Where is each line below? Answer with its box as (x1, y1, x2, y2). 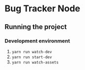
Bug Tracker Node (4, 3, 81, 14)
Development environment (4, 37, 70, 44)
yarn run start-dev (11, 55, 52, 60)
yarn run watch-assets (11, 60, 59, 65)
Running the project (4, 23, 67, 31)
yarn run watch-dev (11, 49, 52, 54)
